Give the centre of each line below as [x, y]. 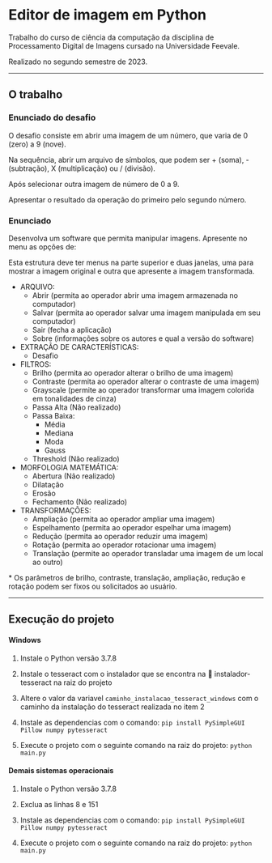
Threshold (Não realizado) [76, 458]
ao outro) [47, 562]
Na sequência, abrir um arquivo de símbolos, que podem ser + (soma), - [129, 159]
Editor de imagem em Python [108, 15]
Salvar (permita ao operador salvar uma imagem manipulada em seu [146, 312]
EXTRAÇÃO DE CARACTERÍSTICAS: [79, 346]
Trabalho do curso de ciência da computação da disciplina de [111, 37]
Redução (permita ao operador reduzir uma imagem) [120, 536]
